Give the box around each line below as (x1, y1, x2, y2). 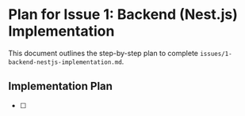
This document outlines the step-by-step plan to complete (8, 48, 199, 58)
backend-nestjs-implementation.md (8, 58, 123, 66)
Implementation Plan (8, 80, 113, 93)
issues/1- (199, 50, 232, 58)
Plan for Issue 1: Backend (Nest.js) (8, 6, 238, 24)
